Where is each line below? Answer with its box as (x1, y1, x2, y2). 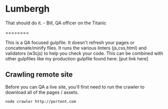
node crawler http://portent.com (5, 99, 76, 104)
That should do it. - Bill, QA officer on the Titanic (5, 20, 107, 26)
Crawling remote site (5, 70, 73, 79)
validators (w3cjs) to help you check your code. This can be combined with (5, 50, 163, 56)
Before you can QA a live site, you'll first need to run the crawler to (5, 84, 145, 90)
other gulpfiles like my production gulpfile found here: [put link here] (5, 55, 149, 61)
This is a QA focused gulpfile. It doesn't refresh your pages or (5, 39, 135, 46)
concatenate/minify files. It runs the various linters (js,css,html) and (5, 45, 147, 51)
